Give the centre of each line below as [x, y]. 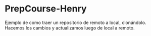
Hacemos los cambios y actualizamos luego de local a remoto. [70, 27]
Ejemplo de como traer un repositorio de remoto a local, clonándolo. [75, 22]
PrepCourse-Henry [46, 9]
